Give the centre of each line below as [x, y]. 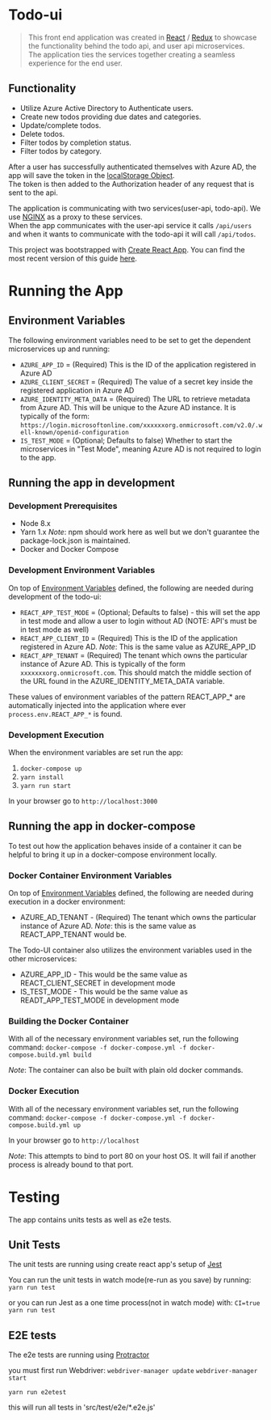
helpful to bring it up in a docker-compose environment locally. [113, 854]
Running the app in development [92, 483]
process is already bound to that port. [71, 1164]
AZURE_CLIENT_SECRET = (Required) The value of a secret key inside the [136, 381]
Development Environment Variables [82, 570]
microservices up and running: [59, 349]
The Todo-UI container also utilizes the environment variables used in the [130, 950]
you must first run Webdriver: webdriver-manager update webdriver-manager [133, 1371]
